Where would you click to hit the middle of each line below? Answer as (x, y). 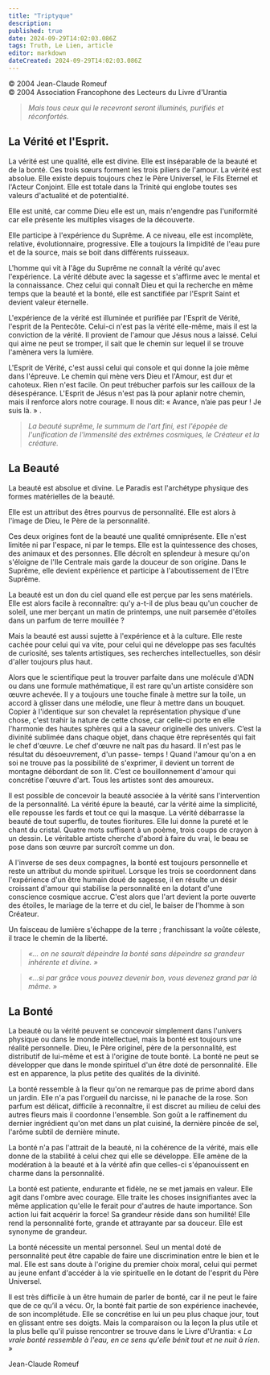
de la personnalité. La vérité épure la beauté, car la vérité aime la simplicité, (133, 804)
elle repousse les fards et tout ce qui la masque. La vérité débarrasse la (127, 812)
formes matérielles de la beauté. (61, 496)
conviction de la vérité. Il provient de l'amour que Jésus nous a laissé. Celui (133, 334)
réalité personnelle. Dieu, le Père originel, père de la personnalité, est (123, 1048)
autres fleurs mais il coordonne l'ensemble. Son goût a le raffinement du (128, 1115)
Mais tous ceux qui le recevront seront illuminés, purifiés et (126, 108)
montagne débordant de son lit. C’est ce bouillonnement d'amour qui (122, 771)
